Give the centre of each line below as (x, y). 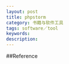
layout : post (22, 12)
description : (22, 39)
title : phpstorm (26, 17)
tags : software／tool (32, 28)
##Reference (22, 56)
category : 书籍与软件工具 (35, 23)
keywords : (18, 34)
